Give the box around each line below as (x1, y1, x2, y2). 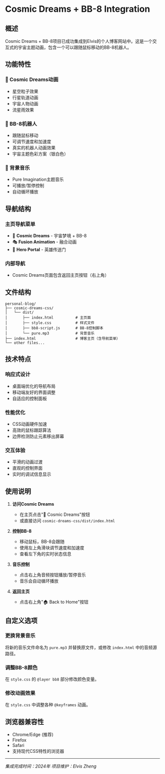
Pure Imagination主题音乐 (12, 176, 64, 183)
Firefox (12, 737, 27, 743)
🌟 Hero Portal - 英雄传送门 (12, 246, 66, 252)
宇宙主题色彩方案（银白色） (12, 151, 69, 157)
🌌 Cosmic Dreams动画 (5, 76, 59, 83)
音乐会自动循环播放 (19, 578, 59, 584)
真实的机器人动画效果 (12, 144, 55, 151)
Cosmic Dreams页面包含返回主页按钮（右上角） (12, 272, 110, 278)
